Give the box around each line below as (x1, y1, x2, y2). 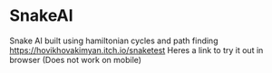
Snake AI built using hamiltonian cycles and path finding (9, 35, 219, 46)
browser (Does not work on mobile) (9, 54, 142, 65)
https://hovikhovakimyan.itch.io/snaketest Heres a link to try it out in (9, 44, 264, 55)
